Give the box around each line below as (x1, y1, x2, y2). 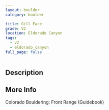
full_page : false (5, 49, 42, 55)
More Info (5, 86, 37, 94)
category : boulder (5, 12, 44, 17)
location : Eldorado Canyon (5, 31, 63, 36)
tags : (5, 35, 17, 41)
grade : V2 (5, 26, 26, 31)
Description (5, 68, 43, 77)
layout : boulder (5, 7, 40, 13)
